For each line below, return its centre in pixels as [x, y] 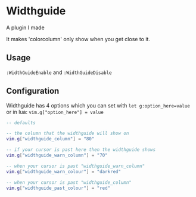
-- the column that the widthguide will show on [68, 133]
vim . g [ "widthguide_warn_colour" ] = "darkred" [63, 171]
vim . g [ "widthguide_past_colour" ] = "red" [58, 188]
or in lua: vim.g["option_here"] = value [55, 112]
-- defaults [21, 123]
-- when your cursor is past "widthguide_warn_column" [76, 166]
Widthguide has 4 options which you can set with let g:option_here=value [98, 105]
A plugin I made [25, 27]
